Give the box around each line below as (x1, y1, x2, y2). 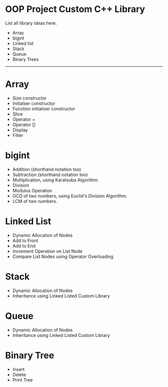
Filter (12, 132, 23, 138)
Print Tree (12, 376, 33, 383)
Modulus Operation (12, 187, 52, 193)
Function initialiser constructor (12, 105, 75, 111)
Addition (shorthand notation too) (12, 166, 81, 172)
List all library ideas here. (5, 20, 57, 26)
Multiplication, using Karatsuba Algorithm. (12, 176, 99, 183)
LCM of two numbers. (12, 198, 57, 204)
